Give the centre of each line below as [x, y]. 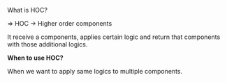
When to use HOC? [36, 58]
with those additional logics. [47, 44]
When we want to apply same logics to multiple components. [95, 71]
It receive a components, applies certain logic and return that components [114, 37]
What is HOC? [27, 10]
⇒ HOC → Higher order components [60, 23]
